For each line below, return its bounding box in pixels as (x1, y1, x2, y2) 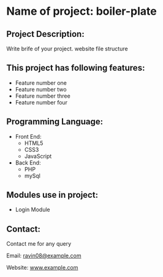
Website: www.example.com (6, 264, 78, 271)
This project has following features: (6, 63, 145, 73)
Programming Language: (6, 117, 104, 127)
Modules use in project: (6, 190, 99, 200)
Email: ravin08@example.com (6, 252, 81, 259)
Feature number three (15, 92, 70, 99)
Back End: (15, 158, 41, 166)
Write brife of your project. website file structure (6, 45, 128, 52)
